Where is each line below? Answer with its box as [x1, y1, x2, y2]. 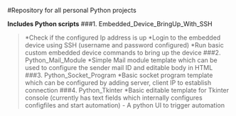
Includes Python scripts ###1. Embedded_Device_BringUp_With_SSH [7, 20, 213, 28]
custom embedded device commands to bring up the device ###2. [24, 49, 221, 57]
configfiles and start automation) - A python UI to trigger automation [24, 101, 225, 109]
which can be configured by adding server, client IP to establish [24, 79, 212, 87]
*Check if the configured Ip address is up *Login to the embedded [24, 33, 221, 42]
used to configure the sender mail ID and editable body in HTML [24, 64, 213, 71]
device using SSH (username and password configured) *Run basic [24, 41, 224, 49]
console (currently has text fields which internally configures [24, 93, 203, 102]
